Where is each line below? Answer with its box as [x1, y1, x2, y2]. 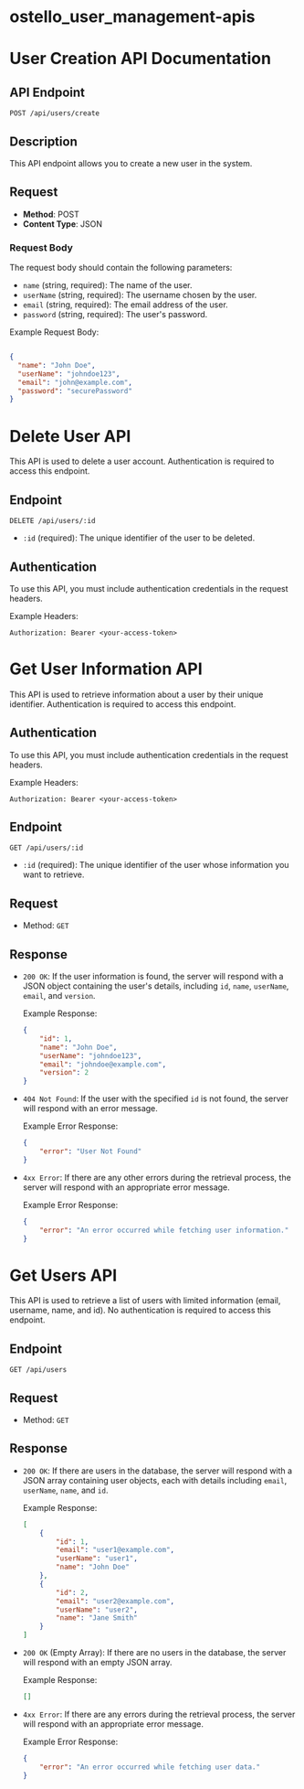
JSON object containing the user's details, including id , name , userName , [22, 980, 289, 991]
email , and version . [22, 991, 96, 1002]
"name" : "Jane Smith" [56, 1613, 139, 1623]
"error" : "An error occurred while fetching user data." [39, 1762, 261, 1772]
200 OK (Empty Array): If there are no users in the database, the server [22, 1647, 287, 1658]
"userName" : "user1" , [56, 1554, 139, 1563]
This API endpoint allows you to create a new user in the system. [9, 158, 253, 168]
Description [9, 134, 78, 149]
